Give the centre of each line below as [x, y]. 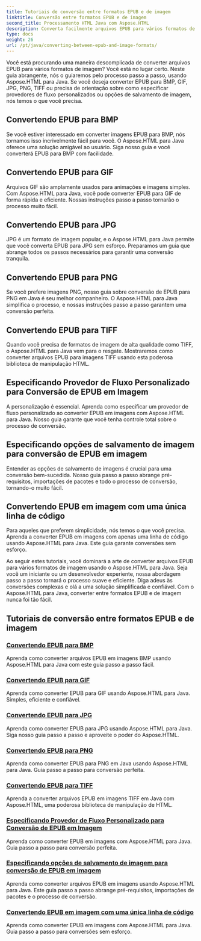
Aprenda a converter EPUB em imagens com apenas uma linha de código [97, 537]
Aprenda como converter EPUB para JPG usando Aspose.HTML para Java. [99, 728]
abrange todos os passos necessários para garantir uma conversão [90, 252]
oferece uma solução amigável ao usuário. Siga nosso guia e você [88, 147]
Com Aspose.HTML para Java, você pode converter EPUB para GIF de [94, 193]
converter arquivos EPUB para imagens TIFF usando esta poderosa [90, 357]
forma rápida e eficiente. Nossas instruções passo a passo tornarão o [93, 200]
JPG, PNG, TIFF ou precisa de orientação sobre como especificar [87, 88]
